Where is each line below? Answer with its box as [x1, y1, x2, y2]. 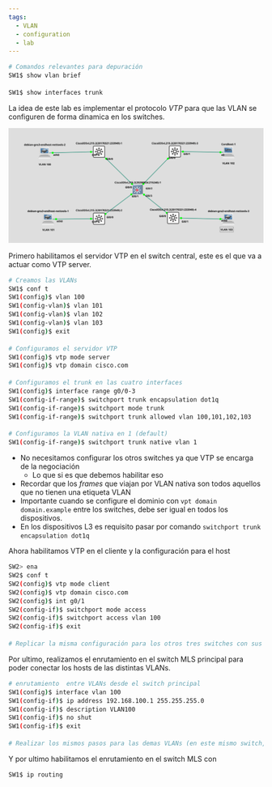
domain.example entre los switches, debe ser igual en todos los [19, 504, 228, 514]
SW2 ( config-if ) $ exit [8, 623, 82, 631]
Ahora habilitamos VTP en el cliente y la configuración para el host [8, 547, 231, 556]
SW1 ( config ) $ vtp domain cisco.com [8, 361, 129, 370]
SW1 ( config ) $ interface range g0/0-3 [8, 387, 136, 396]
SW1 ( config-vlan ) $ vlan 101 [8, 302, 104, 310]
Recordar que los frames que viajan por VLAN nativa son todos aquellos [19, 479, 261, 489]
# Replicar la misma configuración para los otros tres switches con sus [8, 640, 263, 648]
